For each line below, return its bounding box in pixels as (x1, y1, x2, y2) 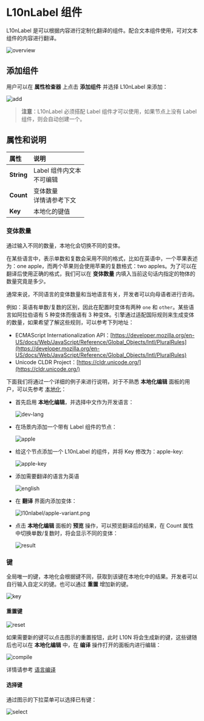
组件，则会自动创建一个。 (21, 115, 86, 122)
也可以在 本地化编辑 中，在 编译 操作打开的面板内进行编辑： (11, 641, 161, 649)
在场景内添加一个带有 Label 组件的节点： (15, 423, 117, 430)
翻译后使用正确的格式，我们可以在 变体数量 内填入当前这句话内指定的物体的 (6, 270, 195, 277)
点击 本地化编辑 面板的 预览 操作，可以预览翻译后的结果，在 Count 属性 (15, 522, 194, 529)
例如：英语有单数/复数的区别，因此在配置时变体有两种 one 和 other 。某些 (6, 303, 189, 311)
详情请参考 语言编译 (6, 666, 56, 674)
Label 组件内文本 (33, 166, 81, 174)
